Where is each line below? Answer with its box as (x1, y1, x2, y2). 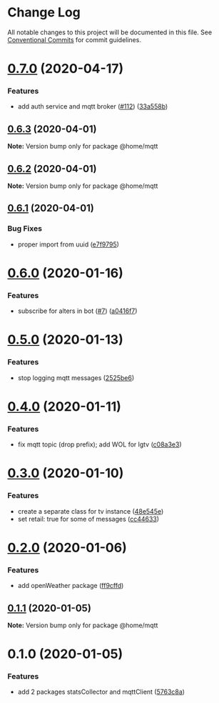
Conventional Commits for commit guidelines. (7, 35, 141, 44)
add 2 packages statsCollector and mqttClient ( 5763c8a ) (17, 687, 185, 697)
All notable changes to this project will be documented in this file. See (7, 28, 213, 36)
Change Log (7, 4, 81, 21)
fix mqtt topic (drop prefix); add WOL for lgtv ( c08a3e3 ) (17, 440, 182, 449)
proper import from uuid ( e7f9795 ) (17, 240, 120, 249)
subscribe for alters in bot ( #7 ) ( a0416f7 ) (17, 306, 138, 315)
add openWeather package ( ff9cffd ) (17, 582, 124, 590)
